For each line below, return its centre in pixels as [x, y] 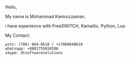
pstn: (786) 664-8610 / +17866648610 [44, 44]
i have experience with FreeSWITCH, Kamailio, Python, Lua [65, 26]
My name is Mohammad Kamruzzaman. [45, 16]
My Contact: [18, 35]
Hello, [11, 7]
